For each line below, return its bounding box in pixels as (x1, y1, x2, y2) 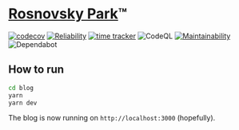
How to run (8, 63, 65, 77)
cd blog (8, 84, 34, 92)
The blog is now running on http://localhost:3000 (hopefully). (8, 113, 216, 123)
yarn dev (8, 99, 38, 107)
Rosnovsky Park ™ (8, 5, 128, 23)
